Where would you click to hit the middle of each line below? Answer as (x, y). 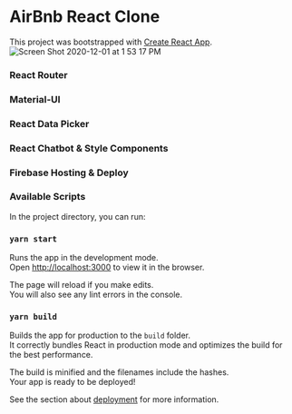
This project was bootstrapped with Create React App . (111, 42)
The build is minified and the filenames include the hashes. (119, 372)
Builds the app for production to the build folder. (100, 335)
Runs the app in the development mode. (84, 258)
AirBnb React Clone (85, 17)
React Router (39, 74)
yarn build (33, 317)
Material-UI (35, 99)
